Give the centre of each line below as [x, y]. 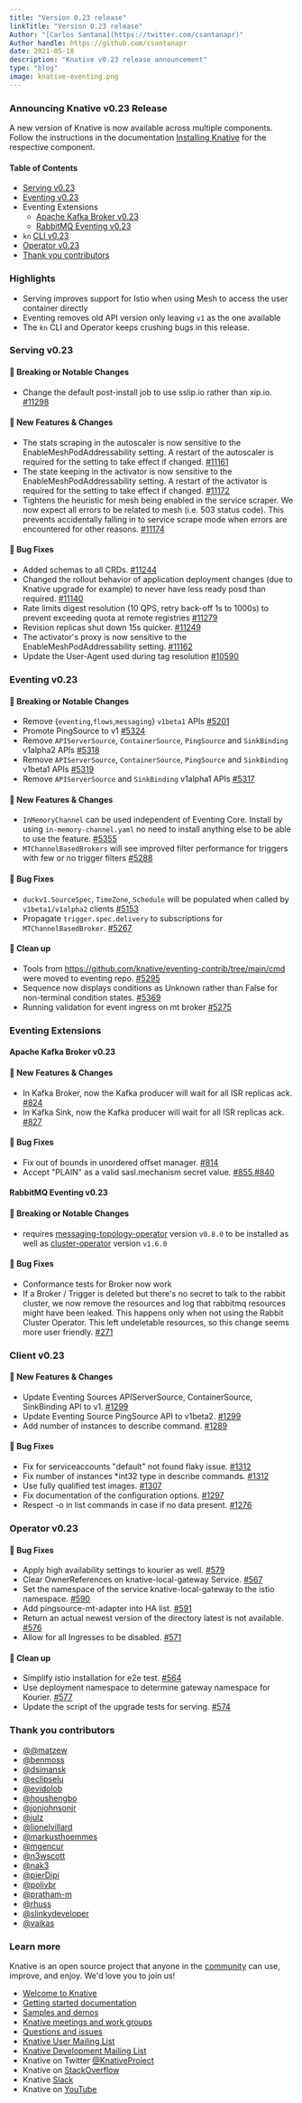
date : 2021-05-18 [42, 52]
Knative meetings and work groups [87, 2022]
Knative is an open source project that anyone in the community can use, [145, 1966]
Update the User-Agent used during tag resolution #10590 [130, 656]
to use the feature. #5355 [69, 839]
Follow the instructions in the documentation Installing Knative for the [138, 137]
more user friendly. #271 [68, 1332]
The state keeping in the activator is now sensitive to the [127, 471]
